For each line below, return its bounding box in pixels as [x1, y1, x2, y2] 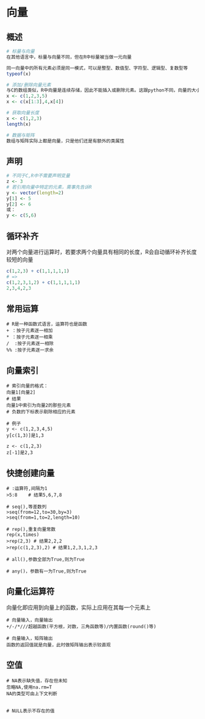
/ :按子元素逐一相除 [6, 341, 54, 347]
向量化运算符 [6, 587, 55, 597]
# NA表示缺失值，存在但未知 [6, 677, 68, 684]
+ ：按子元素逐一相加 [6, 328, 53, 334]
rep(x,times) [6, 532, 40, 538]
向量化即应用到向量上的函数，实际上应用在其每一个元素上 [6, 604, 151, 611]
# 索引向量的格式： [6, 383, 49, 389]
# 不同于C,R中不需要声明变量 [6, 173, 70, 179]
